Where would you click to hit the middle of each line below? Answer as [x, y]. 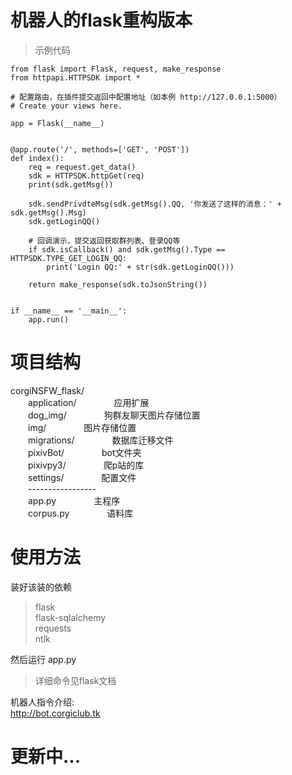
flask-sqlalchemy [70, 617]
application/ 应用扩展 [89, 402]
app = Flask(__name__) [57, 123]
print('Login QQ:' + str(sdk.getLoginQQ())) [140, 267]
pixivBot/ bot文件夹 [85, 452]
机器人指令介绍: [42, 702]
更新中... [46, 757]
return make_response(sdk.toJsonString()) [118, 284]
